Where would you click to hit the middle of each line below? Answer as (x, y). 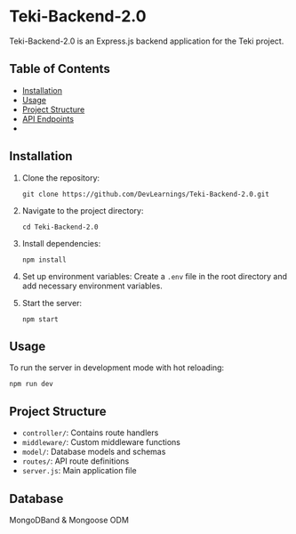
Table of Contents (60, 69)
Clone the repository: (61, 178)
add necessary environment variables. (92, 286)
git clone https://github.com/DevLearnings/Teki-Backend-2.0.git (145, 194)
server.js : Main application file (79, 471)
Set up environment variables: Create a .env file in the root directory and (154, 276)
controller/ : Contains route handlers (90, 433)
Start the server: (52, 303)
